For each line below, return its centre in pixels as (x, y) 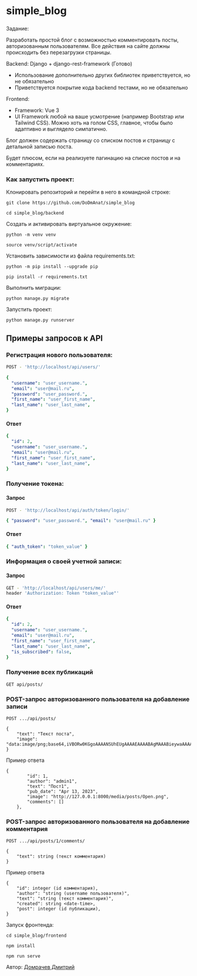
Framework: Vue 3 (37, 110)
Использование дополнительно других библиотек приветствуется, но (102, 75)
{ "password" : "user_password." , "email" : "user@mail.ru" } (81, 521)
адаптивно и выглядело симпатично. (61, 129)
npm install (21, 946)
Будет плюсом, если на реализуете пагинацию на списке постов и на (93, 158)
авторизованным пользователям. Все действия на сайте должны (88, 46)
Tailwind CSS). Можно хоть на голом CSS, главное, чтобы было (94, 123)
